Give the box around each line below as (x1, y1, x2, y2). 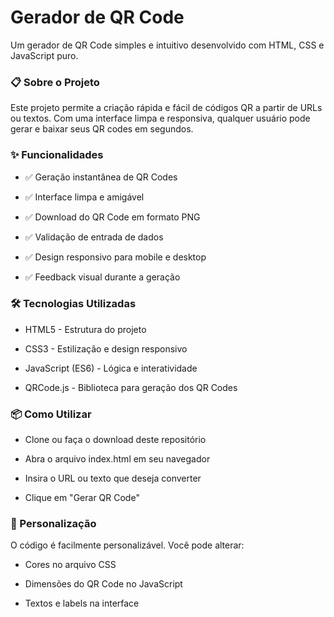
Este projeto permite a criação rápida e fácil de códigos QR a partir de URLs (10, 102, 323, 114)
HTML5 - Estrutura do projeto (24, 323, 147, 335)
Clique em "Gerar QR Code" (24, 492, 140, 504)
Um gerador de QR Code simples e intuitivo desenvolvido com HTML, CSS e (10, 39, 325, 51)
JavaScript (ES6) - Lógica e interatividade (24, 362, 198, 374)
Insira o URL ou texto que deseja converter (24, 472, 202, 485)
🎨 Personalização (10, 517, 97, 531)
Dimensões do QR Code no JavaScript (24, 578, 183, 590)
